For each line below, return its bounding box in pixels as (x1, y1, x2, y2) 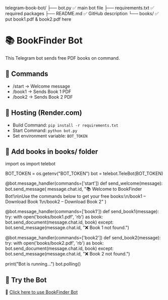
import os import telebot (5, 161, 55, 167)
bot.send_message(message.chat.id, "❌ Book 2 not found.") (5, 251, 130, 257)
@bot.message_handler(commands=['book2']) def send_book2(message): (5, 235, 161, 241)
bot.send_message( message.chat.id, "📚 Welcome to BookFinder (5, 186, 142, 192)
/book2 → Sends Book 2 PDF (12, 94, 73, 100)
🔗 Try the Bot (5, 276, 47, 284)
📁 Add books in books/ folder (5, 147, 98, 156)
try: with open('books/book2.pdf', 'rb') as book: (5, 240, 104, 246)
